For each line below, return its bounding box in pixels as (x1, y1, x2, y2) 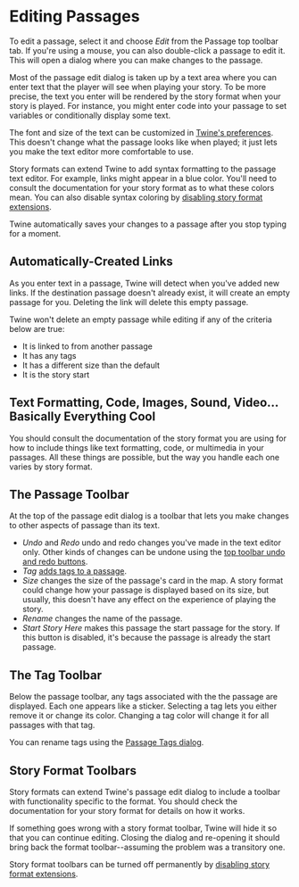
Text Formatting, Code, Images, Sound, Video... (9, 395, 279, 410)
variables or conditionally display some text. (9, 110, 171, 120)
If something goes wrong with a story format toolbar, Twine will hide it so (9, 823, 278, 833)
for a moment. (9, 228, 62, 238)
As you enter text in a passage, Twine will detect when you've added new (9, 278, 279, 288)
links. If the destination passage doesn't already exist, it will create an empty (9, 287, 290, 298)
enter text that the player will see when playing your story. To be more (9, 81, 266, 92)
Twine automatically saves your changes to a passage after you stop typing (9, 219, 287, 229)
